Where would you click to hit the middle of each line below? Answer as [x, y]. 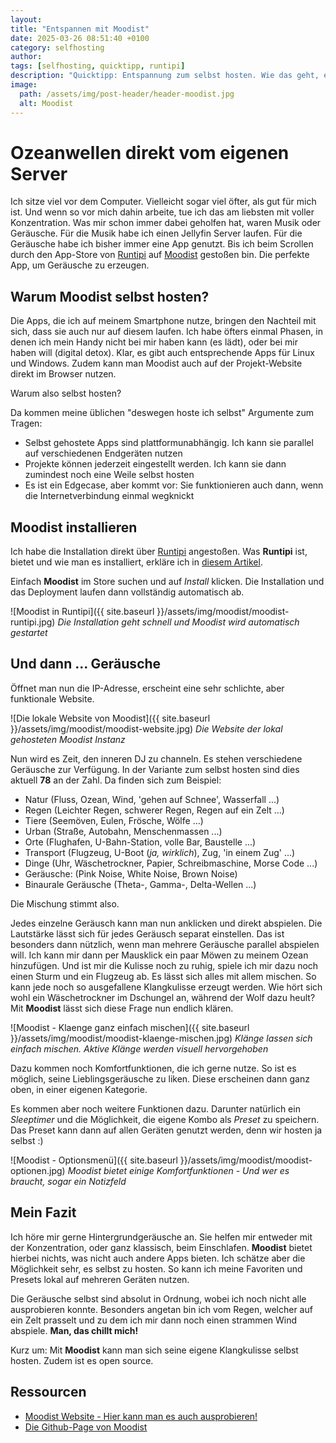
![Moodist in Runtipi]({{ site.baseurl [82, 612]
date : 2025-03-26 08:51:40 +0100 [80, 38]
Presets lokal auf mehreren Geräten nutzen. [100, 1279]
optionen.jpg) [38, 1170]
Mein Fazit [43, 1212]
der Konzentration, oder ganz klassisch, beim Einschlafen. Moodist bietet [161, 1247]
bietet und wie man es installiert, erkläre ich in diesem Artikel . [136, 562]
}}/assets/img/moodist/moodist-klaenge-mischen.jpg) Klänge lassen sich [161, 1038]
